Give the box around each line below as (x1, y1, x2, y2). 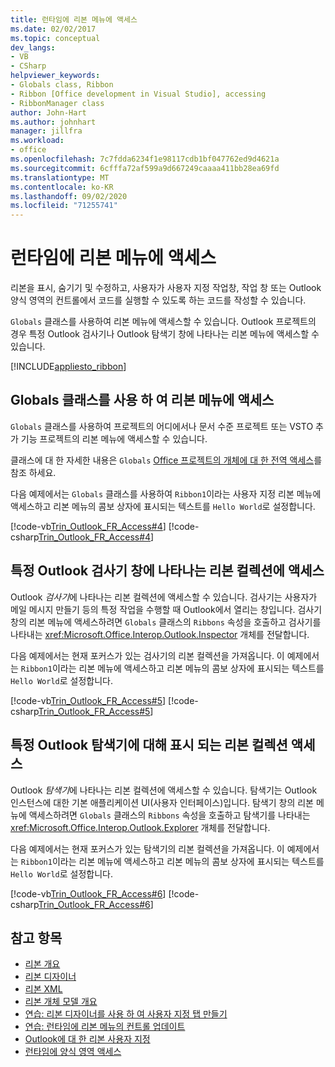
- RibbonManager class (10, 98, 105, 108)
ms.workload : (10, 136, 65, 146)
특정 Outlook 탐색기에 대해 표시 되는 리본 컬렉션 (10, 737, 288, 754)
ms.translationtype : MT (10, 172, 110, 183)
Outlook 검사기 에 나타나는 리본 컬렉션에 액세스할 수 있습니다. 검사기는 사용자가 (10, 591, 318, 603)
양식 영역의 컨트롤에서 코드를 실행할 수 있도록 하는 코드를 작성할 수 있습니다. (10, 294, 307, 306)
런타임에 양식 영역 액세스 (24, 1046, 122, 1058)
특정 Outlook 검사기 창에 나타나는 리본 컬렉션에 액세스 (10, 562, 325, 580)
